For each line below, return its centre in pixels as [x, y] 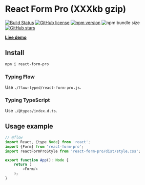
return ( [23, 165]
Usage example [29, 126]
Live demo [16, 37]
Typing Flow [20, 77]
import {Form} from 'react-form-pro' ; [44, 146]
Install [15, 53]
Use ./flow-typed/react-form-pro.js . [43, 87]
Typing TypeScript [28, 100]
